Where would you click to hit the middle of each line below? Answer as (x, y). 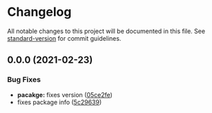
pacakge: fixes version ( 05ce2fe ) (65, 94)
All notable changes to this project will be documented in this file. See (106, 31)
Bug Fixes (24, 80)
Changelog (39, 12)
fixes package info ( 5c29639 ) (59, 102)
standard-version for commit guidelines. (64, 38)
